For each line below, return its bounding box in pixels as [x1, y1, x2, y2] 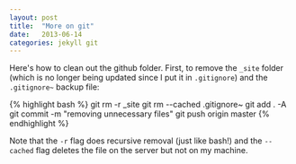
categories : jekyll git [9, 38, 99, 47]
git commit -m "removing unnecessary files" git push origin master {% [9, 108, 270, 119]
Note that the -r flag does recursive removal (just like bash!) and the [9, 135, 263, 146]
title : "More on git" [9, 22, 94, 30]
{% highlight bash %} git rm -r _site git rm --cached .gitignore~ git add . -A [9, 99, 287, 110]
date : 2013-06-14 [9, 30, 83, 39]
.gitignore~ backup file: [9, 82, 100, 92]
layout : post [9, 13, 58, 22]
